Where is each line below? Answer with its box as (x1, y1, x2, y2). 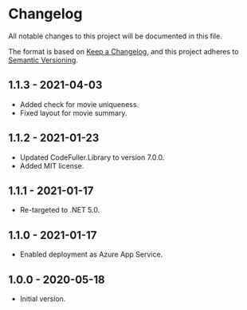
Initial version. (19, 294, 66, 304)
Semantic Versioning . (8, 55, 78, 65)
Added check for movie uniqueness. (19, 99, 139, 109)
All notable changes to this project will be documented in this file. (8, 31, 223, 41)
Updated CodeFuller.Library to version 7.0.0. (19, 153, 165, 162)
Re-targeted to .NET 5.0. (19, 205, 100, 215)
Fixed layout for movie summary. (19, 108, 127, 117)
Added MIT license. (19, 161, 84, 170)
